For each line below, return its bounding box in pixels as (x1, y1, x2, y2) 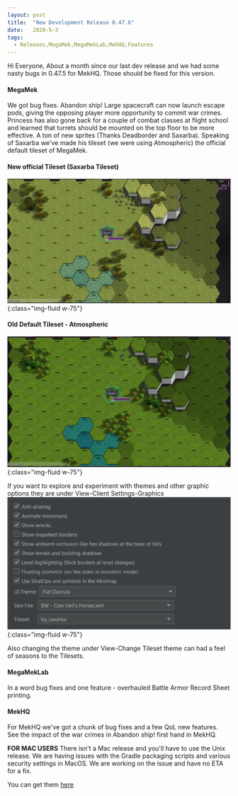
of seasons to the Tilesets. (7, 652, 85, 660)
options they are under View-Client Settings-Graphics (7, 489, 164, 497)
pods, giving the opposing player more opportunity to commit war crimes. (7, 108, 223, 117)
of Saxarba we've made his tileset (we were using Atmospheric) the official (7, 139, 226, 147)
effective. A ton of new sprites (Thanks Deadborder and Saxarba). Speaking (7, 131, 229, 140)
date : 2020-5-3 (7, 26, 59, 33)
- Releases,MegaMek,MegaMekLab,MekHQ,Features (13, 41, 154, 49)
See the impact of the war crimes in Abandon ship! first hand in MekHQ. (7, 730, 217, 739)
